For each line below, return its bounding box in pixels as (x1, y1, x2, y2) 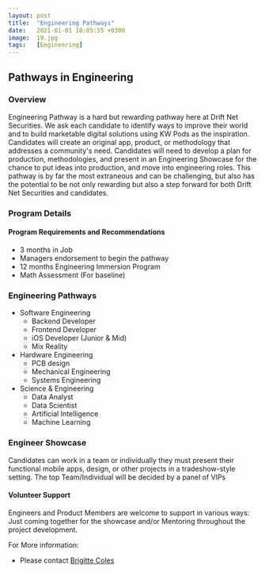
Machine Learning (31, 418, 91, 427)
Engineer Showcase (8, 437, 87, 449)
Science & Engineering (19, 384, 94, 393)
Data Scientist (31, 401, 78, 411)
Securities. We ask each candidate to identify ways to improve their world (8, 120, 248, 130)
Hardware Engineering (19, 350, 93, 360)
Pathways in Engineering (8, 71, 134, 84)
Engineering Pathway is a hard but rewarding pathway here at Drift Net (8, 112, 239, 121)
